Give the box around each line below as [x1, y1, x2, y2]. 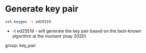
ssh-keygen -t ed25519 [5, 19, 51, 24]
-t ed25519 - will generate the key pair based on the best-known [12, 28, 142, 34]
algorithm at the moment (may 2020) [12, 33, 86, 39]
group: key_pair [5, 42, 36, 48]
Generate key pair [5, 3, 79, 14]
